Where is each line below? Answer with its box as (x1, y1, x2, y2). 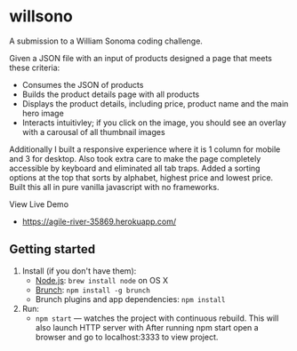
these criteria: (9, 62, 60, 73)
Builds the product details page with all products (21, 89, 200, 100)
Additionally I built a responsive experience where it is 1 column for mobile (9, 144, 281, 155)
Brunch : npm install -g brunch (35, 284, 151, 295)
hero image (21, 108, 64, 118)
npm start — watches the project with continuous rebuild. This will (35, 313, 279, 323)
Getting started (9, 242, 96, 257)
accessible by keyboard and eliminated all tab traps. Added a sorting (9, 163, 261, 173)
